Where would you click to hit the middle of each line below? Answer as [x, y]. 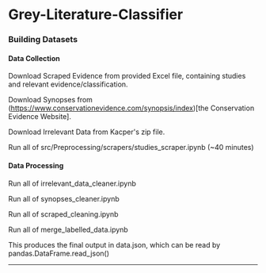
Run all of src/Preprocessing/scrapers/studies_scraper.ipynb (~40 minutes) [131, 148]
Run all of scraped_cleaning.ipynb [63, 214]
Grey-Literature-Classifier [96, 15]
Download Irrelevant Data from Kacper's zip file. [87, 132]
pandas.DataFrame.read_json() [59, 253]
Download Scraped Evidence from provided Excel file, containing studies [127, 76]
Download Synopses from [51, 100]
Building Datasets [43, 40]
